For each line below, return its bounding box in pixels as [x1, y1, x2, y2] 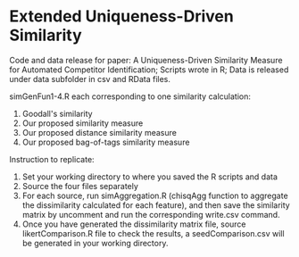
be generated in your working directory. [21, 237, 169, 248]
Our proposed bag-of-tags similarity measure [21, 137, 190, 147]
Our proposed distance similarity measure [21, 127, 177, 137]
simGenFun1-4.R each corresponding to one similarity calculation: [9, 91, 252, 102]
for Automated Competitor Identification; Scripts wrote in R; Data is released [9, 64, 289, 75]
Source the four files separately [21, 180, 138, 191]
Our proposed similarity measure [21, 118, 144, 128]
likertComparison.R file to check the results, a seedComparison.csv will [21, 228, 285, 238]
